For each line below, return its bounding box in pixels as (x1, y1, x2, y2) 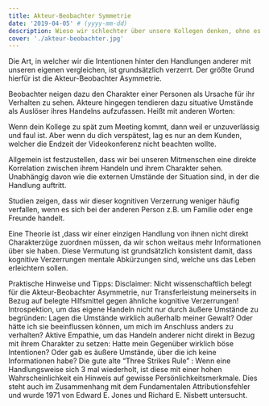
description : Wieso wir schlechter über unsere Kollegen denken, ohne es (8, 27, 262, 35)
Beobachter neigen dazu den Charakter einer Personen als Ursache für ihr (8, 90, 255, 99)
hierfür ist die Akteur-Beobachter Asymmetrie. (8, 73, 163, 83)
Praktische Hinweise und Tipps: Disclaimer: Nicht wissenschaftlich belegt (8, 279, 252, 289)
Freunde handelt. (8, 213, 65, 223)
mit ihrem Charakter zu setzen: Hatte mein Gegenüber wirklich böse (8, 339, 234, 349)
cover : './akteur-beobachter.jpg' (8, 34, 125, 43)
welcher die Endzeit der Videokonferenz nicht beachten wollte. (8, 139, 217, 149)
